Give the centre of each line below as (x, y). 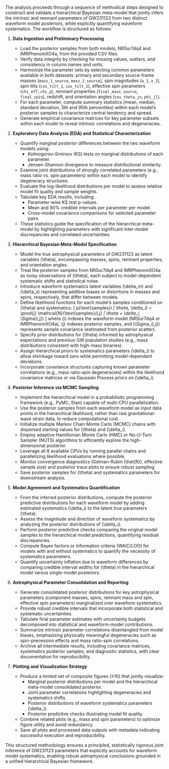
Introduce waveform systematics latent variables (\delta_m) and (86, 286)
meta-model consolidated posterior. (65, 687)
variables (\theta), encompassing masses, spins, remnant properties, (92, 259)
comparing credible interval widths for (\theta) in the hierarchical (87, 567)
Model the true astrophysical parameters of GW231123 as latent (86, 254)
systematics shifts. (47, 698)
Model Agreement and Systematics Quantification (66, 488)
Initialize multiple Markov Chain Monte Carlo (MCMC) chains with (88, 424)
